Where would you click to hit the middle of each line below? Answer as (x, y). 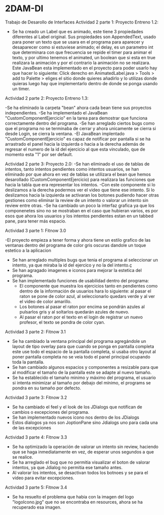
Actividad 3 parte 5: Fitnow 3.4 (36, 487)
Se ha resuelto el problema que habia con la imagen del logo (73, 496)
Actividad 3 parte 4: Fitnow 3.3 (36, 437)
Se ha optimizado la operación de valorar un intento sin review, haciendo (85, 447)
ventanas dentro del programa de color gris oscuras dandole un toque (76, 245)
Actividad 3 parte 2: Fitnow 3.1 (35, 332)
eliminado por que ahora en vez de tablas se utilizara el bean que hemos (78, 174)
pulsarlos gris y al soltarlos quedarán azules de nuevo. (74, 312)
